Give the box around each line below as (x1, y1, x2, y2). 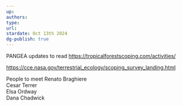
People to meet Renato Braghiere (6, 75, 87, 82)
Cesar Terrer (6, 82, 37, 89)
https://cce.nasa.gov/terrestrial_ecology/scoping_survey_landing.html (6, 64, 176, 71)
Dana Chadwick (6, 94, 45, 101)
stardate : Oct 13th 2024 (6, 31, 68, 37)
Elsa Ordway (6, 88, 37, 95)
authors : (6, 14, 28, 20)
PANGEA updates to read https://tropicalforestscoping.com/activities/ (6, 53, 176, 59)
